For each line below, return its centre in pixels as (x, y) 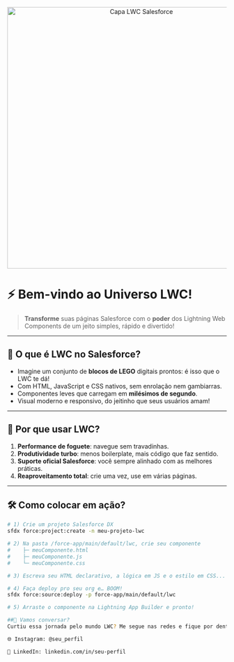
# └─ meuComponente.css (46, 563)
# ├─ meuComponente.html (48, 550)
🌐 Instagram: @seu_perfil (45, 639)
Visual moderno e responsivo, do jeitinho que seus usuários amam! (114, 400)
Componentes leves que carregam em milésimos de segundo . (107, 393)
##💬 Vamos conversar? (39, 620)
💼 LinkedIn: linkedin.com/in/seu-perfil (67, 652)
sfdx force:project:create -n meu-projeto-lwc (76, 531)
